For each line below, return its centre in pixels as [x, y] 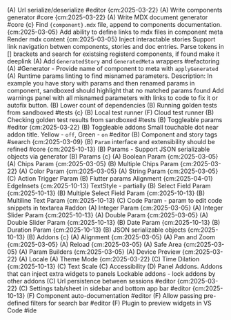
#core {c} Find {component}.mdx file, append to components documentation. [114, 24]
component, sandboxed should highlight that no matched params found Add [115, 90]
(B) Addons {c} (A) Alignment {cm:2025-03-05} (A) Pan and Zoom [121, 237]
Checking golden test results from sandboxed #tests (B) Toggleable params [115, 120]
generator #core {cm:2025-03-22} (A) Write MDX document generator [108, 17]
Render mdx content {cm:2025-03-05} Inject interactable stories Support [111, 39]
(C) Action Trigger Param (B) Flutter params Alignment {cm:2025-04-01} [110, 178]
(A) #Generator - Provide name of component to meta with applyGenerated [113, 69]
